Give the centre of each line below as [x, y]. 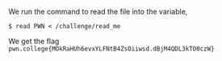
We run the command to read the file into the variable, [98, 12]
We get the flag [34, 41]
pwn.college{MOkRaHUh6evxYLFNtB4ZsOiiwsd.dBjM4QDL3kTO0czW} [112, 49]
